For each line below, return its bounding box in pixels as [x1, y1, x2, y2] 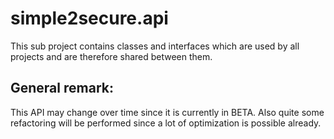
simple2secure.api [10, 7, 169, 30]
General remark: [10, 80, 114, 97]
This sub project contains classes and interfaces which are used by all [10, 40, 300, 52]
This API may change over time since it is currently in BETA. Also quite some [10, 106, 325, 118]
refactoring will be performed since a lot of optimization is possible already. [10, 117, 322, 129]
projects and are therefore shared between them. [10, 50, 213, 62]
